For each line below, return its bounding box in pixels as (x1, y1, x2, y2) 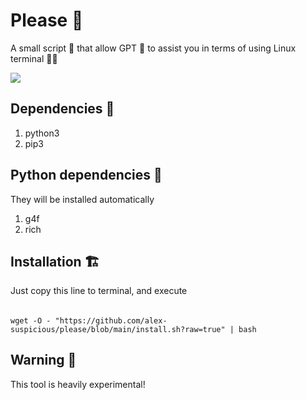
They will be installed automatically (10, 193, 155, 205)
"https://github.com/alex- (54, 315, 168, 326)
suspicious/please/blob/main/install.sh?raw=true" (10, 324, 226, 334)
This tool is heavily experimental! (10, 378, 146, 390)
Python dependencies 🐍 (10, 167, 163, 184)
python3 (24, 127, 60, 139)
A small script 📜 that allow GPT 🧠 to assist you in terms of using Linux (10, 42, 297, 54)
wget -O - (10, 315, 52, 326)
